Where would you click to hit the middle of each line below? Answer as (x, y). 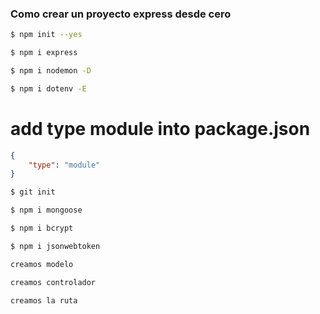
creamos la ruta (44, 300)
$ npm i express (44, 53)
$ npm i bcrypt (42, 228)
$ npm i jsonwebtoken (55, 246)
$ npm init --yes (46, 35)
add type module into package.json (160, 128)
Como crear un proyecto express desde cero (121, 14)
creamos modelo (42, 264)
